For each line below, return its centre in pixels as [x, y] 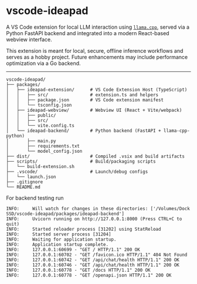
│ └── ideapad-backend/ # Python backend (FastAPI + [84, 131]
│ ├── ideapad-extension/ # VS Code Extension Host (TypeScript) [97, 90]
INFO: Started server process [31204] [59, 234]
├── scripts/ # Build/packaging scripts [81, 161]
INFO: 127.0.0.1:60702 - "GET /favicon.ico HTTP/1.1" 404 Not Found [97, 255]
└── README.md [23, 187]
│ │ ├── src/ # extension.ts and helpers [82, 95]
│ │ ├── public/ [31, 115]
